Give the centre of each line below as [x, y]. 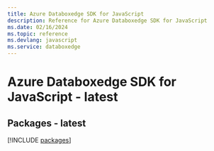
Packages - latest [47, 123]
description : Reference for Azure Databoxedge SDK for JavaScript [107, 21]
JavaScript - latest [63, 97]
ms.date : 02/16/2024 [38, 27]
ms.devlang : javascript [43, 40]
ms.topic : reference [38, 34]
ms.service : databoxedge [44, 47]
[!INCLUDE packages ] [39, 140]
